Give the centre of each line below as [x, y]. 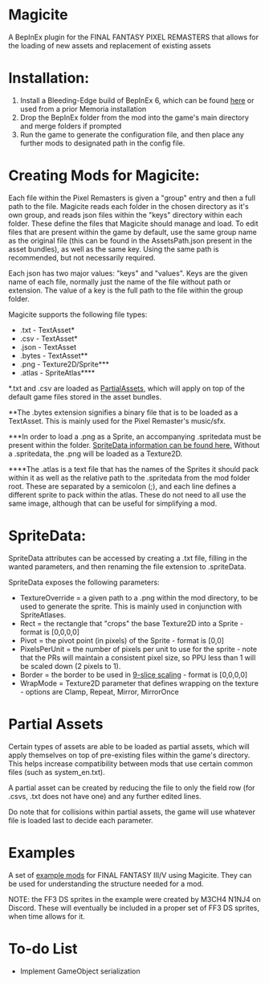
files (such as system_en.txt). [57, 772]
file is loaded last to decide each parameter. [81, 820]
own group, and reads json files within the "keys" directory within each [126, 215]
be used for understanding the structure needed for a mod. [106, 884]
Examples [42, 853]
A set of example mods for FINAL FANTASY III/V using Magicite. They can [130, 875]
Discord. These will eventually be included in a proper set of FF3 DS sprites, [134, 908]
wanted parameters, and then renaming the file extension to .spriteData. [127, 566]
